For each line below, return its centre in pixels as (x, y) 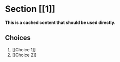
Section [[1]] (30, 9)
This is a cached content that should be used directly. (60, 22)
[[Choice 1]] (24, 49)
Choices (18, 38)
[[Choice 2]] (24, 55)
